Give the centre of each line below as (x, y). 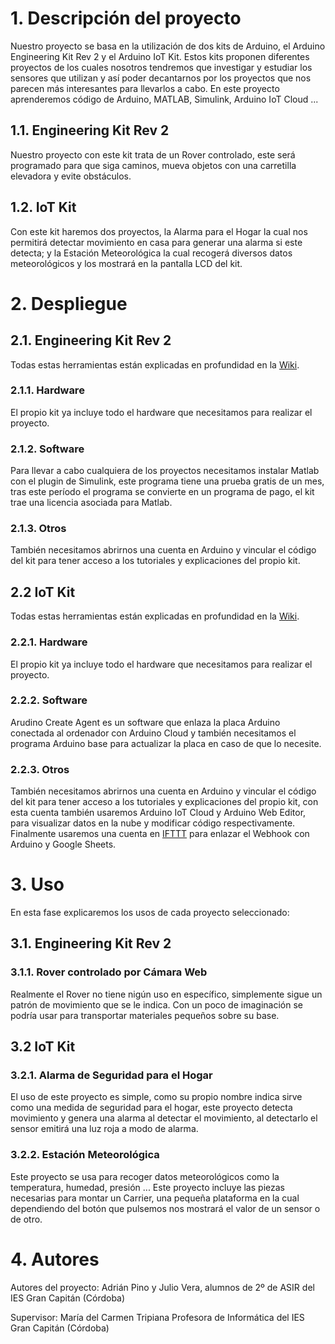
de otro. (26, 1219)
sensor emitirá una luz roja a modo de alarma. (104, 1129)
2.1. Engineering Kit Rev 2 (91, 340)
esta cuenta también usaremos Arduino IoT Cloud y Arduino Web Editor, (158, 813)
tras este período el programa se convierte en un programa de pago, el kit (162, 492)
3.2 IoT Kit (43, 1047)
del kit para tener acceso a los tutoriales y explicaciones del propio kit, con (164, 802)
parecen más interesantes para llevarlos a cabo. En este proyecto (145, 88)
